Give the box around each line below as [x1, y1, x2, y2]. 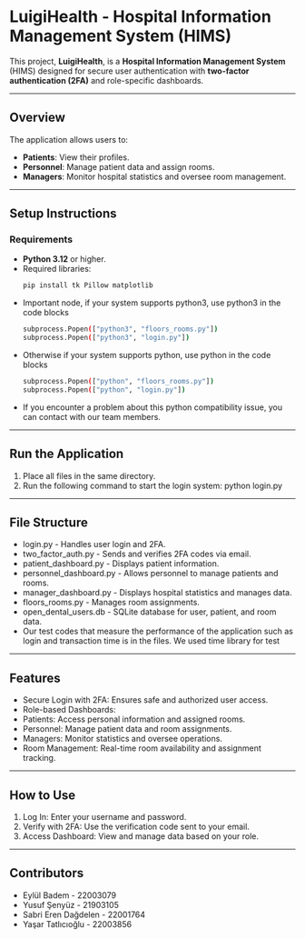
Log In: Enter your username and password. [22, 812, 187, 823]
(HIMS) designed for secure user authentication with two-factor [9, 65, 250, 76]
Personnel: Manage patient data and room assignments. [22, 724, 232, 734]
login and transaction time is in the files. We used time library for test [22, 635, 280, 646]
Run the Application [9, 446, 124, 462]
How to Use [9, 787, 76, 803]
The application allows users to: [9, 134, 129, 145]
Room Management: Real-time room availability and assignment [22, 743, 261, 754]
